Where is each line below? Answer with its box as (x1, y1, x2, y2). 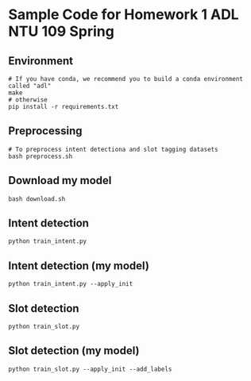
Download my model (8, 174, 112, 187)
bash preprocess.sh (8, 152, 73, 160)
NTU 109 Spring (8, 22, 115, 40)
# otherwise (8, 96, 48, 104)
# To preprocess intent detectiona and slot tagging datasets (8, 145, 218, 153)
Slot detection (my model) (8, 344, 140, 358)
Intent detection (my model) (8, 259, 149, 272)
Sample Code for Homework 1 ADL (8, 6, 240, 24)
